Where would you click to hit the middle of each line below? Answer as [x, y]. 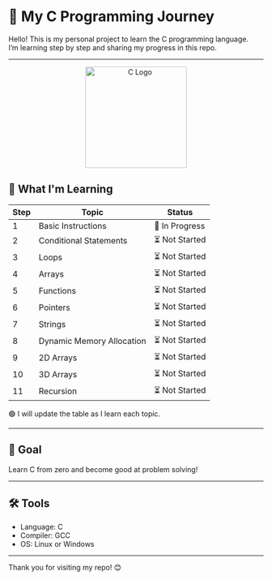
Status [180, 212]
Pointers [54, 307]
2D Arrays [58, 358]
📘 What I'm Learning [61, 189]
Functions [57, 291]
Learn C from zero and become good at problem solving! [103, 469]
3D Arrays [58, 375]
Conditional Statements [83, 241]
